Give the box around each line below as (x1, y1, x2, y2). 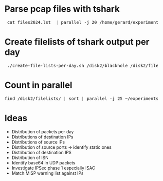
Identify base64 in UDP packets (11, 160, 76, 165)
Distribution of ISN (11, 155, 49, 161)
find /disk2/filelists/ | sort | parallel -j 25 (4, 96, 123, 101)
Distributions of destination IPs (11, 134, 73, 140)
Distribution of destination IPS (11, 149, 72, 155)
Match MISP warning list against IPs (11, 170, 84, 176)
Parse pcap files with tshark (4, 3, 120, 15)
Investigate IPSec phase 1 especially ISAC (11, 165, 95, 171)
